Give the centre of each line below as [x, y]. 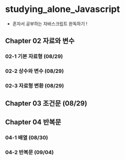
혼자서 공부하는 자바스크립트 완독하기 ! [50, 23]
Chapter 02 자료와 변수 [40, 41]
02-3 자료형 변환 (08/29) [34, 86]
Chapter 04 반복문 [33, 122]
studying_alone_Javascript [62, 9]
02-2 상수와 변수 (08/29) [34, 71]
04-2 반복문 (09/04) [29, 152]
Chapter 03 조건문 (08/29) [46, 103]
